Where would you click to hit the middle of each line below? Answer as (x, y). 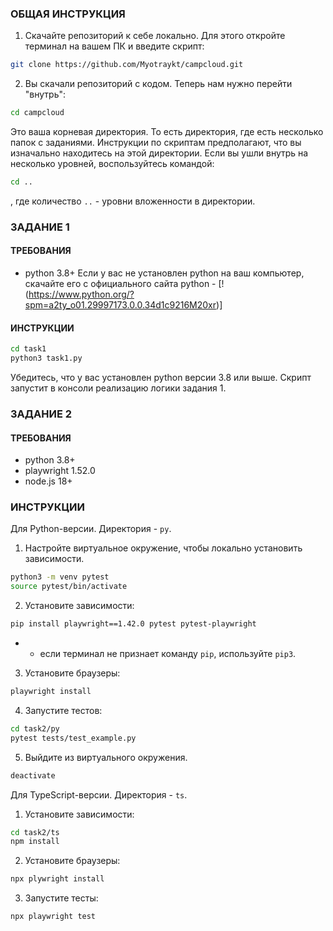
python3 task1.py (46, 358)
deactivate (33, 775)
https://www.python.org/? (81, 294)
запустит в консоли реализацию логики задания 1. (118, 388)
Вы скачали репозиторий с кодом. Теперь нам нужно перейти (158, 84)
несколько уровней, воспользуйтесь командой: (112, 164)
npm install (35, 842)
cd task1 (28, 349)
